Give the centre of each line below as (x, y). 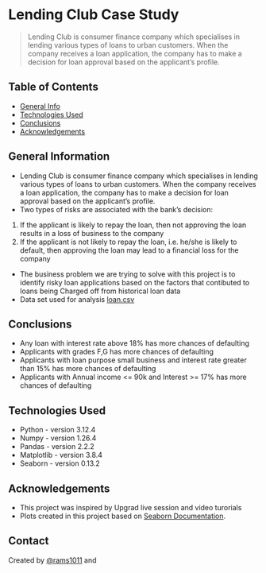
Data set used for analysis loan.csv (77, 299)
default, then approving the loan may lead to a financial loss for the (129, 250)
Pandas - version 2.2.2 (57, 447)
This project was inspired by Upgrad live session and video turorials (131, 507)
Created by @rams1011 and (52, 560)
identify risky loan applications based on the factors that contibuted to (135, 282)
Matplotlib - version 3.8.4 (61, 455)
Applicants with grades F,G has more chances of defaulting (117, 352)
